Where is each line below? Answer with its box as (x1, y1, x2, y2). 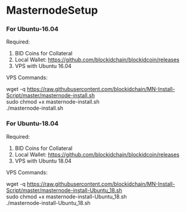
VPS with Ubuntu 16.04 (14, 63, 72, 70)
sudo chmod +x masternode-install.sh (6, 98, 100, 105)
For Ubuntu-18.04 (6, 120, 59, 128)
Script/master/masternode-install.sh (6, 92, 95, 99)
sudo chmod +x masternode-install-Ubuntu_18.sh (6, 193, 127, 200)
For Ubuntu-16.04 (6, 25, 58, 33)
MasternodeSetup (6, 4, 98, 17)
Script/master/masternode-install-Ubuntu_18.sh (6, 186, 122, 194)
